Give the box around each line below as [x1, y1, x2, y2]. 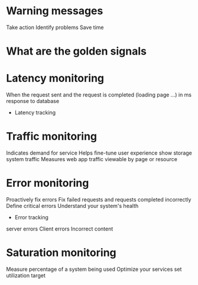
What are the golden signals [6, 44, 147, 58]
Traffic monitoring [6, 130, 98, 143]
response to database [6, 98, 60, 105]
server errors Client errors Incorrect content [6, 225, 113, 232]
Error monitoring [6, 177, 89, 190]
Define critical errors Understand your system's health [6, 202, 139, 209]
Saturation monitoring [6, 246, 116, 260]
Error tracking [14, 213, 48, 220]
